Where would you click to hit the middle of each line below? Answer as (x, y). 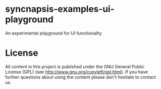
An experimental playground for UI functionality (54, 33)
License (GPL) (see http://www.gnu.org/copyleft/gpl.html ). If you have (77, 72)
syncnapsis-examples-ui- (60, 9)
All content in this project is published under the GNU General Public (75, 66)
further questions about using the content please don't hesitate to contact (80, 77)
